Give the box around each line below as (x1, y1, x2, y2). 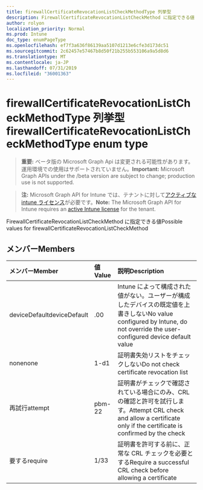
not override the (117, 325, 163, 333)
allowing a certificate (117, 474, 177, 482)
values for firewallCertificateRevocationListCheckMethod (6, 224, 149, 232)
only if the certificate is (117, 422, 183, 430)
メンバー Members (6, 244, 76, 254)
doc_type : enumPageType (6, 37, 66, 43)
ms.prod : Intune (6, 31, 47, 37)
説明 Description (117, 267, 164, 275)
